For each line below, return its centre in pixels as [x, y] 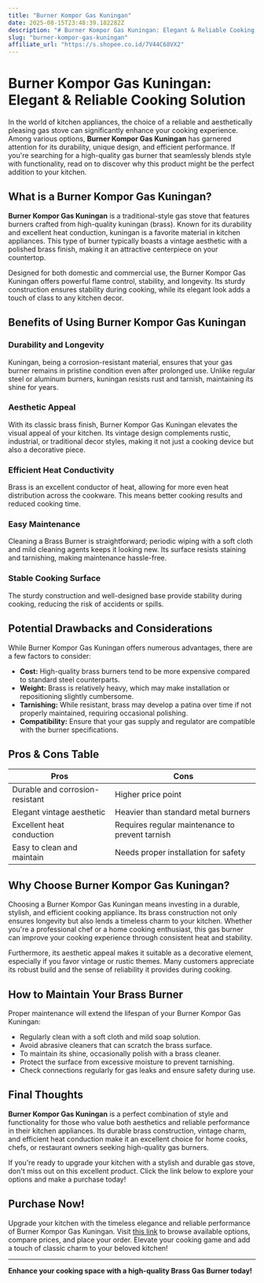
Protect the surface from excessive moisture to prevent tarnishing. [127, 1062]
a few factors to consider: [50, 656]
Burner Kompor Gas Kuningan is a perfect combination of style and [118, 1114]
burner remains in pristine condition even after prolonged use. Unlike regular [132, 370]
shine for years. [33, 387]
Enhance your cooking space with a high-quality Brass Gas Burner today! [130, 1270]
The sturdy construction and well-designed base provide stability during [125, 595]
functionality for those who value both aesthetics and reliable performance [129, 1122]
